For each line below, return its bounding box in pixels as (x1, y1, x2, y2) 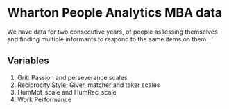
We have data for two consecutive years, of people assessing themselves (7, 28, 218, 36)
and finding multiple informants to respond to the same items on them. (7, 34, 208, 43)
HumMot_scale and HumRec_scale (17, 88, 117, 96)
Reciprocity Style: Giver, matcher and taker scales (17, 81, 160, 89)
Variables (7, 55, 50, 67)
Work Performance (17, 95, 72, 103)
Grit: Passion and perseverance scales (17, 73, 128, 81)
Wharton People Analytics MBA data (7, 5, 223, 21)
